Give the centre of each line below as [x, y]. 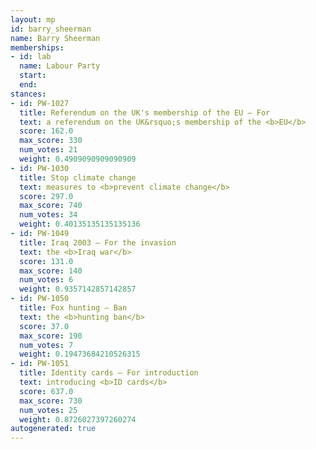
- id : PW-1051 [40, 364]
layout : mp [33, 19]
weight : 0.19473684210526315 [80, 354]
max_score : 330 [51, 141]
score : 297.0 [46, 196]
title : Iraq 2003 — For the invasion [98, 242]
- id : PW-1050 [40, 299]
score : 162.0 [46, 131]
